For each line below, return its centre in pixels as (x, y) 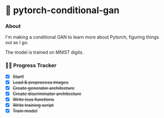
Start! (18, 76)
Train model (25, 111)
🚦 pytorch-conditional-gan (62, 10)
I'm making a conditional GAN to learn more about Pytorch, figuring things (82, 37)
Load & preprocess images (40, 82)
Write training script (33, 105)
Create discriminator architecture (47, 94)
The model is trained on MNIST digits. (45, 52)
